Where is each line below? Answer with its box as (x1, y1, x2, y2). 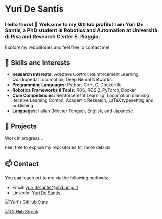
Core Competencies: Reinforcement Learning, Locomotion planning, (12, 92, 151, 98)
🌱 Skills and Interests (5, 58, 70, 67)
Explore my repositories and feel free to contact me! (5, 44, 110, 50)
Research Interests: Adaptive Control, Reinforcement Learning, (12, 72, 140, 77)
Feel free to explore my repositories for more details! (5, 145, 111, 150)
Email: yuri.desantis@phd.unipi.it (12, 184, 78, 190)
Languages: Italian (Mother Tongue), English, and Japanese (12, 108, 133, 114)
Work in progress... (5, 135, 43, 141)
